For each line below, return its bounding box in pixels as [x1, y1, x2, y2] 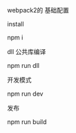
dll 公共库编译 [7, 48, 46, 55]
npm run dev [7, 89, 44, 98]
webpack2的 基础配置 [7, 6, 69, 14]
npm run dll [7, 62, 40, 69]
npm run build [7, 118, 47, 126]
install [7, 20, 24, 28]
